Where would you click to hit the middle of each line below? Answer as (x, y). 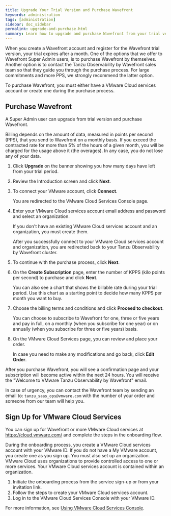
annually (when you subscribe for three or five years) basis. (75, 329)
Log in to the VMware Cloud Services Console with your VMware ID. (84, 498)
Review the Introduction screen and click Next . (62, 181)
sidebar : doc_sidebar (28, 24)
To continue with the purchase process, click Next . (66, 262)
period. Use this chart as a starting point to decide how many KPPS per (87, 293)
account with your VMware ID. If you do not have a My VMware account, (81, 450)
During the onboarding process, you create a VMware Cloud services (78, 445)
